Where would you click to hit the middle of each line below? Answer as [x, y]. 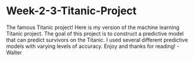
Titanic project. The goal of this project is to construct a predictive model [95, 33]
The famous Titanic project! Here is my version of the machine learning [93, 27]
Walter [14, 52]
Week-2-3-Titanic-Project [72, 11]
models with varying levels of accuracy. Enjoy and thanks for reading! [91, 46]
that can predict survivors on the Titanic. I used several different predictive [97, 40]
